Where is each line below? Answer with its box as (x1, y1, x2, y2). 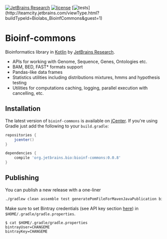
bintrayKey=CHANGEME (5, 229, 48, 234)
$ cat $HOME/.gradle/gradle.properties (5, 220, 88, 225)
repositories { (5, 132, 37, 137)
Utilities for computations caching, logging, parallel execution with (12, 85, 148, 91)
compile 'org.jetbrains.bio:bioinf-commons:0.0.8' (14, 155, 121, 161)
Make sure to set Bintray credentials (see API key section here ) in (5, 205, 139, 211)
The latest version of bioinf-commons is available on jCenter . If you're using (5, 118, 158, 123)
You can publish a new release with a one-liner (5, 186, 101, 193)
